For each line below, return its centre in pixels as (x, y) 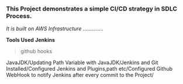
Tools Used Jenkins (31, 40)
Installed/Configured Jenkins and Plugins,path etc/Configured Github (89, 69)
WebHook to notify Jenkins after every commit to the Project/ (80, 75)
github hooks (36, 51)
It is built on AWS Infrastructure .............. (55, 29)
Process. (19, 16)
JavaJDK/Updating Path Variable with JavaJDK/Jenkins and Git (82, 62)
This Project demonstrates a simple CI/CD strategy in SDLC (91, 9)
